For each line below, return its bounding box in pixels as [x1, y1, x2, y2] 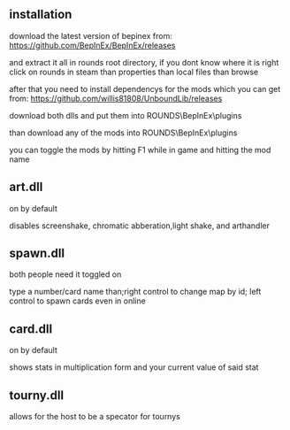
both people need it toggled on [9, 269, 122, 280]
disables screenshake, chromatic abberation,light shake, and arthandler [9, 220, 271, 231]
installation [9, 7, 72, 22]
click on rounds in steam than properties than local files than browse [9, 66, 259, 77]
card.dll [9, 321, 53, 336]
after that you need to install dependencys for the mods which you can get [9, 83, 281, 94]
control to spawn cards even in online [9, 296, 146, 306]
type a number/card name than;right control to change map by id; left [9, 287, 262, 297]
